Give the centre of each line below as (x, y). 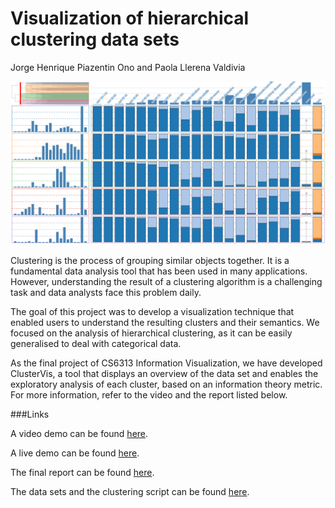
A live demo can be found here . (75, 453)
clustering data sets (95, 39)
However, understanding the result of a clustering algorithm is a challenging (166, 281)
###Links (30, 414)
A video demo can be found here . (79, 433)
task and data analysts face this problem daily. (106, 292)
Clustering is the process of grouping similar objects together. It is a (150, 260)
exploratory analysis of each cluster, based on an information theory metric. (166, 384)
